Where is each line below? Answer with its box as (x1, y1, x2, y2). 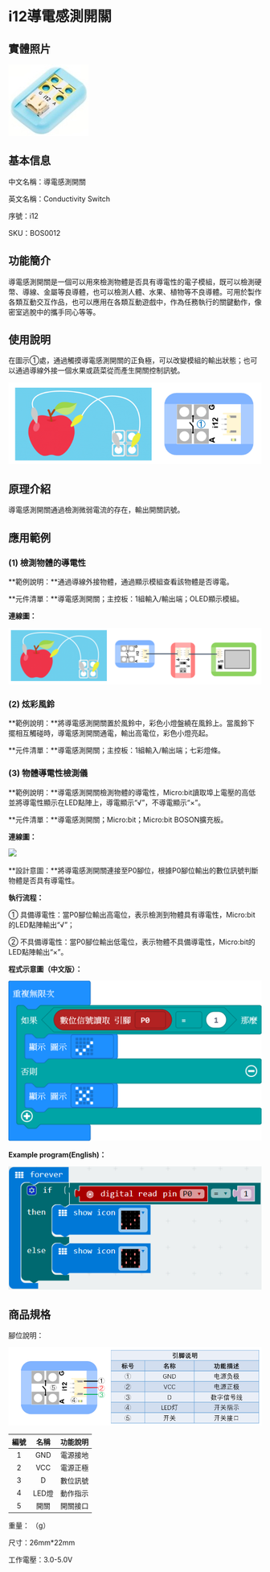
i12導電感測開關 (8, 7, 112, 26)
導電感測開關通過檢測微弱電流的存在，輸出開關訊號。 (8, 505, 185, 515)
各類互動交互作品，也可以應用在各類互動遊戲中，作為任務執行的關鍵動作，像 (8, 297, 262, 307)
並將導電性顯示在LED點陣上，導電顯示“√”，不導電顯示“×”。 (8, 798, 206, 807)
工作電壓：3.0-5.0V (8, 1554, 73, 1564)
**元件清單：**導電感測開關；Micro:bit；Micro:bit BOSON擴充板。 (8, 815, 228, 824)
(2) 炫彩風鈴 (8, 699, 55, 710)
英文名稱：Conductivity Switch (8, 194, 111, 204)
